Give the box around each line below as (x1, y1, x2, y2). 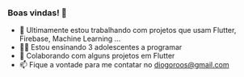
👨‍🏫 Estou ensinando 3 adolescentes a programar (19, 43, 183, 52)
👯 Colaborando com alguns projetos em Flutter (19, 51, 175, 61)
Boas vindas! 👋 (7, 7, 68, 18)
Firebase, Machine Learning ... (19, 34, 121, 43)
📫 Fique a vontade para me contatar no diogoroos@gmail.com (19, 60, 229, 70)
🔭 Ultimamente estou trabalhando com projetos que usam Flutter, (19, 26, 237, 35)
